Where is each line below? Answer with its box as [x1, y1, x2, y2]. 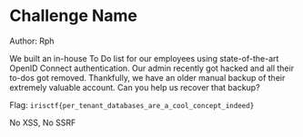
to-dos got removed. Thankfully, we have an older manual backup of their [9, 72, 286, 83]
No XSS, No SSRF [9, 117, 76, 128]
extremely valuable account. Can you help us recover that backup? [9, 82, 261, 93]
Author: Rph [9, 35, 55, 46]
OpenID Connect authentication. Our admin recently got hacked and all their [9, 63, 294, 73]
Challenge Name [9, 5, 138, 26]
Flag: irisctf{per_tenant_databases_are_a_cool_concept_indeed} [9, 99, 255, 110]
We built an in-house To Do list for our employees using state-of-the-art [9, 53, 279, 64]
